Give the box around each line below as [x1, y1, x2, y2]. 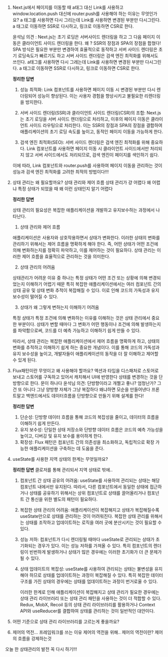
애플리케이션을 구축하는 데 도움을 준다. [29, 446, 105, 451]
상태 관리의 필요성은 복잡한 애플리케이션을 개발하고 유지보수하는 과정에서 [12, 207, 155, 213]
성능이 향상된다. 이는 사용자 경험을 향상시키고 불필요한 [37, 93, 143, 99]
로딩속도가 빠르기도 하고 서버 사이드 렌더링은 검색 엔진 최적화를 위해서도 [18, 53, 159, 59]
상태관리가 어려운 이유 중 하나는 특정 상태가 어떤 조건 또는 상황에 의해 [12, 275, 148, 281]
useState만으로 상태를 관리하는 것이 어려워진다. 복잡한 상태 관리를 [20, 513, 149, 519]
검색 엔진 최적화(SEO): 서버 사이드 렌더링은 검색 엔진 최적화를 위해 [20, 140, 150, 145]
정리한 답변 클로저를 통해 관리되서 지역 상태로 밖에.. [12, 467, 113, 473]
